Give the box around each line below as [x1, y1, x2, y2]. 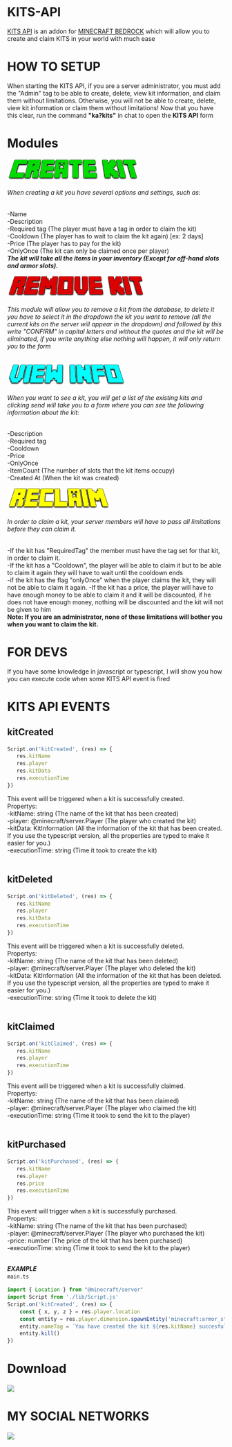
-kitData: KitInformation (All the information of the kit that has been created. [7, 824, 222, 832]
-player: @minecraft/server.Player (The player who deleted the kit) [7, 964, 196, 972]
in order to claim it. [7, 554, 61, 562]
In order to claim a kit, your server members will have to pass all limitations [7, 518, 221, 526]
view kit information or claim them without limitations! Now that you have [7, 103, 214, 112]
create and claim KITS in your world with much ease [7, 34, 155, 42]
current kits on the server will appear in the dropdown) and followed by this [7, 319, 222, 328]
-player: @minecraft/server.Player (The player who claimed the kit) [7, 1104, 197, 1112]
